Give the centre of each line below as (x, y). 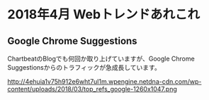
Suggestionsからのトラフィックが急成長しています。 (84, 67)
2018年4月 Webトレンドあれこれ (104, 14)
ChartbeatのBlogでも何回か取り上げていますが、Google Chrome (101, 58)
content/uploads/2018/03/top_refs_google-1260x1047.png (92, 89)
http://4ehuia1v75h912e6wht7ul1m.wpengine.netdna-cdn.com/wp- (104, 81)
